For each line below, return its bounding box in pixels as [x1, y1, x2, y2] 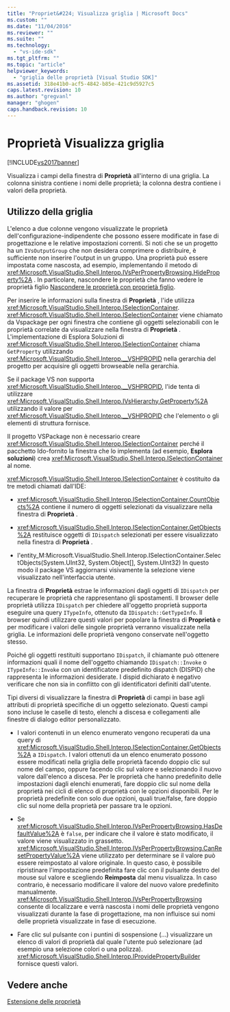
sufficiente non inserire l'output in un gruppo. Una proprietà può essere [7, 254, 208, 262]
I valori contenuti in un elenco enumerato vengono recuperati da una [16, 728, 211, 736]
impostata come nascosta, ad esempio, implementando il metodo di [7, 260, 199, 269]
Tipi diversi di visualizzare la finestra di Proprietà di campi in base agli [7, 693, 205, 701]
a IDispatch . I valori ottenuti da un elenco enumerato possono [32, 750, 207, 758]
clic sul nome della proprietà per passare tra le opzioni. [16, 801, 172, 809]
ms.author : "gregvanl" [7, 93, 72, 100]
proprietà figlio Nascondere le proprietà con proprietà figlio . [7, 282, 176, 291]
